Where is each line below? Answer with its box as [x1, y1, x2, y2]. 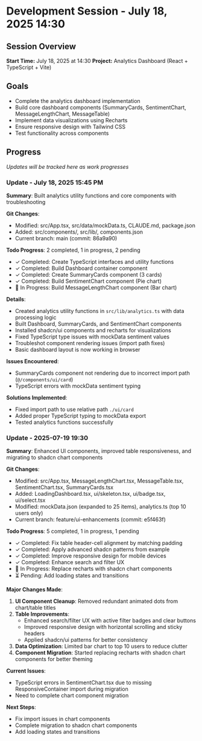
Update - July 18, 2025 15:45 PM [6, 178, 104, 186]
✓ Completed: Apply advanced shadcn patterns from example [14, 546, 170, 553]
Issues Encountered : [6, 357, 59, 364]
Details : [6, 295, 26, 303]
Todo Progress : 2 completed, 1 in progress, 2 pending [6, 246, 140, 254]
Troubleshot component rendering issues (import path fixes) [14, 339, 165, 346]
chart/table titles [14, 604, 56, 611]
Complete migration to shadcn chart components [14, 722, 137, 729]
